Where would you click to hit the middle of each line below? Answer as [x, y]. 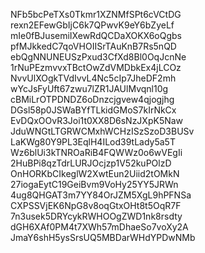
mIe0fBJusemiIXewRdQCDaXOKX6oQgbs [96, 35]
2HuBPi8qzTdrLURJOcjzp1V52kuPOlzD [91, 163]
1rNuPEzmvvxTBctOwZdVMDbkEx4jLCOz [96, 67]
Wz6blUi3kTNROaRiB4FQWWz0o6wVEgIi [96, 152]
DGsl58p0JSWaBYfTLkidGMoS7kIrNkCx [93, 110]
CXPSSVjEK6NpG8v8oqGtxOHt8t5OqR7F [96, 205]
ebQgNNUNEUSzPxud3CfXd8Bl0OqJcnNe [98, 57]
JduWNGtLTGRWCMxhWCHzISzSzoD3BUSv [102, 131]
